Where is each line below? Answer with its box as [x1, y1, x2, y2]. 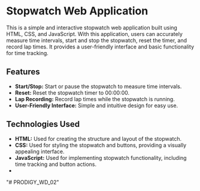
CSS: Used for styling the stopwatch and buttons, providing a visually [14, 141, 187, 148]
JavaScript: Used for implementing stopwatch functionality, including [14, 154, 187, 161]
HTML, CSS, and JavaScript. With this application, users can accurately [6, 30, 183, 37]
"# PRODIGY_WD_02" [6, 178, 59, 186]
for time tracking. [6, 49, 49, 56]
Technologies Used [6, 119, 80, 129]
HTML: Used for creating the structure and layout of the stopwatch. [14, 135, 182, 142]
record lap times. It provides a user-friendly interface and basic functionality [6, 43, 195, 50]
